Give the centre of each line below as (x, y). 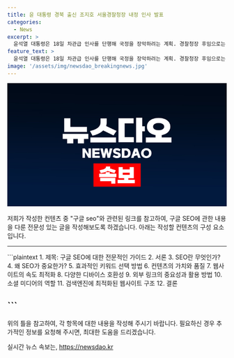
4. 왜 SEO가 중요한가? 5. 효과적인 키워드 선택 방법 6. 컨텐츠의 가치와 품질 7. (109, 266)
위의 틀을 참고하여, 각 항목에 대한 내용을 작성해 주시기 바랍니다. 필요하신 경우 (111, 323)
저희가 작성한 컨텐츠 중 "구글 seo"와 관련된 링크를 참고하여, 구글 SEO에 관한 (110, 219)
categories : (24, 22)
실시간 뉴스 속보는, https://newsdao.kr (60, 347)
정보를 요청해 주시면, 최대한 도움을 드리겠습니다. (91, 332)
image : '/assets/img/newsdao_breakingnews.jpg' (78, 66)
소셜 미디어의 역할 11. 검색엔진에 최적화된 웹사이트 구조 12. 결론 (93, 283)
